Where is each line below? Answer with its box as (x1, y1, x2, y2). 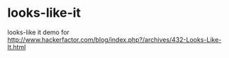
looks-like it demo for (7, 28, 69, 36)
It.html (7, 43, 26, 51)
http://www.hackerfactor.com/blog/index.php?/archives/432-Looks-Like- (7, 35, 222, 43)
